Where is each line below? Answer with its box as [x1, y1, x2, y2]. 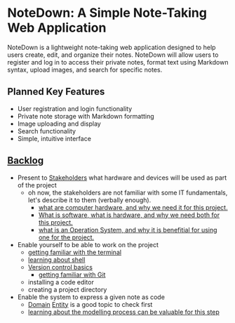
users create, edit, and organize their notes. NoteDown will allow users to [7, 51, 219, 59]
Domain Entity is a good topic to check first [27, 300, 153, 308]
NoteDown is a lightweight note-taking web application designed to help [7, 43, 216, 51]
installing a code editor [27, 277, 95, 286]
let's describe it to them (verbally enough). [27, 195, 152, 204]
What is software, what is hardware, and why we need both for [38, 211, 220, 219]
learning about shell [27, 255, 86, 264]
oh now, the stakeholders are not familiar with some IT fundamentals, [27, 188, 228, 197]
